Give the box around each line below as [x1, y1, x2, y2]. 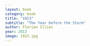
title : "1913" [5, 16, 34, 21]
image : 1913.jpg [5, 34, 38, 39]
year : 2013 [5, 29, 27, 34]
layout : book [5, 7, 32, 12]
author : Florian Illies [5, 25, 54, 30]
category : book [5, 11, 36, 16]
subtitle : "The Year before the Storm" [5, 20, 86, 25]
